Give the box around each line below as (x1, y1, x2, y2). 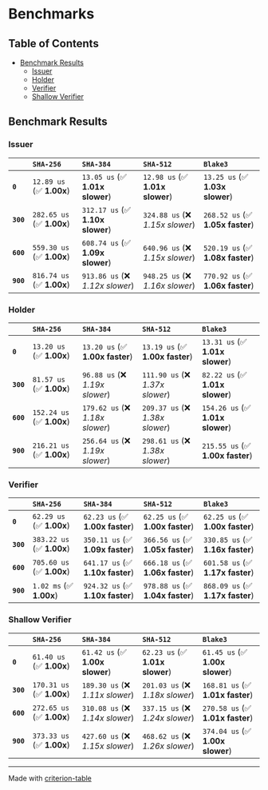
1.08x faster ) (203, 252, 254, 263)
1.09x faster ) (83, 545, 134, 556)
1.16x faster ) (203, 545, 254, 556)
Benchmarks (8, 5, 95, 23)
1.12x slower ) (81, 280, 135, 291)
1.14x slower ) (81, 712, 135, 724)
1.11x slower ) (81, 689, 135, 700)
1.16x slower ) (143, 280, 195, 291)
